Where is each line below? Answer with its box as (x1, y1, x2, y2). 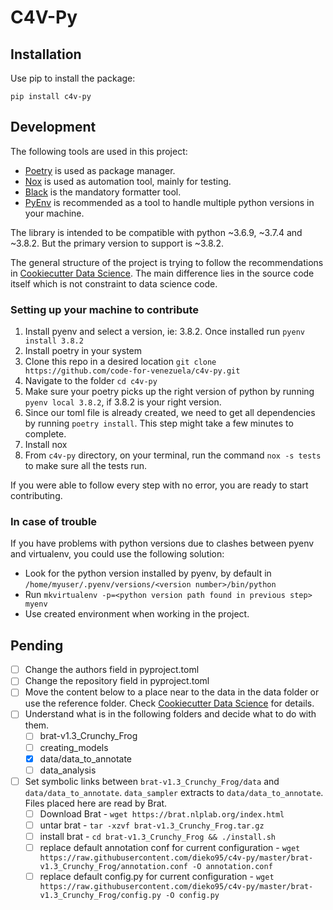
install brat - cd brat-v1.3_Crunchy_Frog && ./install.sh (39, 830, 276, 842)
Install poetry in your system (24, 345, 143, 357)
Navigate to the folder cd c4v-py (24, 375, 158, 387)
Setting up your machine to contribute (10, 302, 200, 316)
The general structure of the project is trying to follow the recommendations (10, 256, 324, 268)
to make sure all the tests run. (24, 460, 148, 472)
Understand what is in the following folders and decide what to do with (24, 708, 317, 720)
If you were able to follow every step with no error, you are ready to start (10, 479, 309, 491)
